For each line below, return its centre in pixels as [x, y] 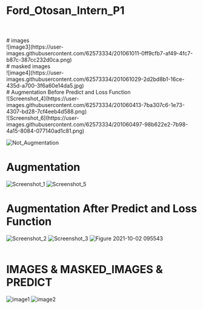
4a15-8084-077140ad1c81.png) [45, 131]
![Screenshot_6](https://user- [43, 118]
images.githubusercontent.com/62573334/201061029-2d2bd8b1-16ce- [95, 79]
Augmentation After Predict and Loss [102, 209]
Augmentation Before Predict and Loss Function [71, 92]
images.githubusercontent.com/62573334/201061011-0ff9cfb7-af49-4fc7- [100, 53]
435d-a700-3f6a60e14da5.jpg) [45, 85]
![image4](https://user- [35, 72]
